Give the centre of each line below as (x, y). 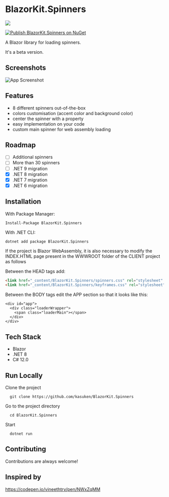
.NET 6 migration (30, 185)
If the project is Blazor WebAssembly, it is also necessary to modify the (79, 251)
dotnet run (21, 434)
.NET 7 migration (30, 180)
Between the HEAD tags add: (35, 271)
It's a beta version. (24, 52)
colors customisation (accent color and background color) (73, 113)
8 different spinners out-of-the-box (49, 108)
